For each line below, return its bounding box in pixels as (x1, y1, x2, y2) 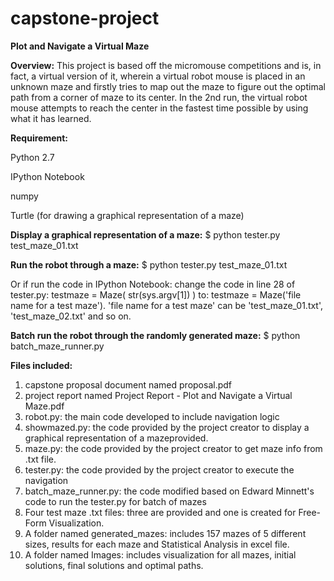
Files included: (10, 359, 73, 371)
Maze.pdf (24, 400, 65, 412)
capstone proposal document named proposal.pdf (24, 378, 233, 391)
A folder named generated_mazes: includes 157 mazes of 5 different (24, 527, 307, 539)
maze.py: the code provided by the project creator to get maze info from (24, 442, 323, 454)
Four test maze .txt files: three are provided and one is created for (24, 506, 297, 518)
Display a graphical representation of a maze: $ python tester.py (10, 228, 281, 241)
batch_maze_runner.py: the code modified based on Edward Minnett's (24, 485, 315, 497)
